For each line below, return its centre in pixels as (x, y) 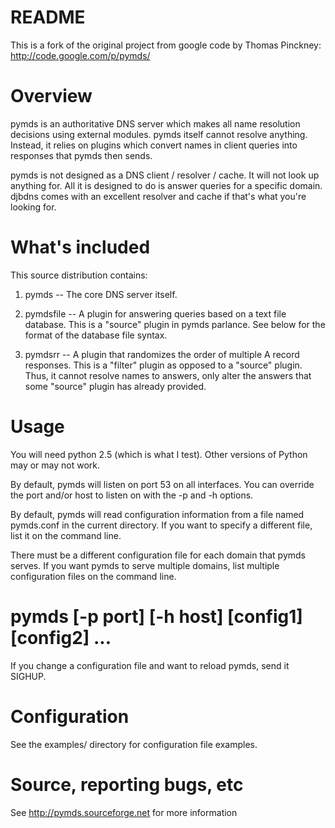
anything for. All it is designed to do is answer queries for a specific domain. (166, 185)
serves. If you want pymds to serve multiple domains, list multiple (145, 565)
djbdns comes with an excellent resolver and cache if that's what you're (158, 196)
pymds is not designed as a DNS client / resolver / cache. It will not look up (165, 175)
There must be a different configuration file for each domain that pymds (158, 555)
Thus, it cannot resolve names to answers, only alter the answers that (168, 375)
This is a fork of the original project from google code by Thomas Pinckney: (166, 45)
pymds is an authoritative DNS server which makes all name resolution (155, 123)
